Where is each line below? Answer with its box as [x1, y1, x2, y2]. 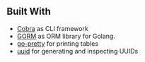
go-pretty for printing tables [16, 39, 99, 48]
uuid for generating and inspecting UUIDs [16, 46, 139, 55]
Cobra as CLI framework [16, 24, 89, 32]
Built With [6, 6, 51, 18]
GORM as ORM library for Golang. [16, 32, 116, 40]
